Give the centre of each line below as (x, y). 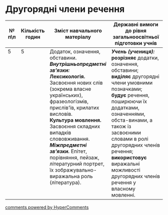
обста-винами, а (132, 120)
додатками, (125, 107)
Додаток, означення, (75, 51)
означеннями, (128, 114)
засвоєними (126, 132)
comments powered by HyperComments (47, 207)
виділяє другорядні (135, 76)
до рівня (136, 30)
